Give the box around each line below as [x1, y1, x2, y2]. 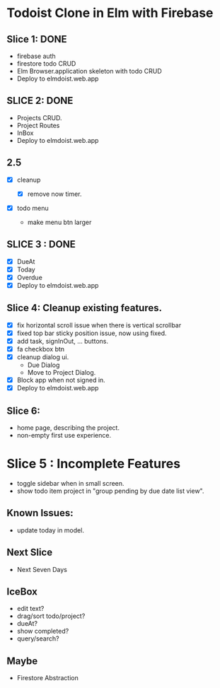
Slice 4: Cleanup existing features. [6, 302, 162, 314]
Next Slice [6, 547, 53, 559]
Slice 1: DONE [6, 33, 68, 45]
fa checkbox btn [16, 344, 65, 353]
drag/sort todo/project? [16, 612, 86, 620]
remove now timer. [27, 190, 82, 198]
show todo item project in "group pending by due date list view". [16, 486, 204, 495]
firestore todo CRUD [16, 59, 76, 68]
